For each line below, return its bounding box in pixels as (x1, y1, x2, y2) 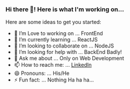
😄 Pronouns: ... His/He (13, 70, 70, 77)
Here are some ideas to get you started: (5, 19, 102, 26)
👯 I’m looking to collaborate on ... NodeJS (13, 42, 115, 49)
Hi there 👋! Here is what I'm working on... (5, 5, 124, 13)
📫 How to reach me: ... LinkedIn (13, 61, 92, 69)
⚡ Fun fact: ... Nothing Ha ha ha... (13, 76, 94, 84)
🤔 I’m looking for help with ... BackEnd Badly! (13, 49, 122, 56)
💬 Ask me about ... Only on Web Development (13, 55, 124, 62)
